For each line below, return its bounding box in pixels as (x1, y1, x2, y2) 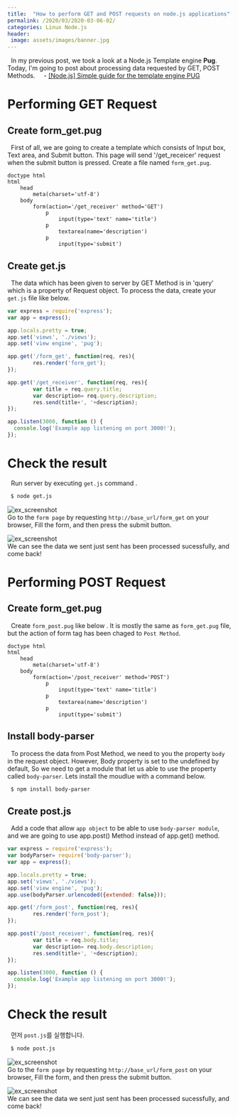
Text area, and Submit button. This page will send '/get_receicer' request (7, 151, 221, 160)
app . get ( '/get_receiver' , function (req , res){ (7, 379, 148, 386)
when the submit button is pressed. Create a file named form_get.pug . (7, 158, 212, 167)
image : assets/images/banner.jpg (10, 37, 110, 44)
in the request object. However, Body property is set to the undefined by (7, 757, 219, 765)
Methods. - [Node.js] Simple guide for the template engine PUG (7, 72, 200, 80)
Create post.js (7, 805, 72, 817)
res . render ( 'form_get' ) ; (33, 359, 107, 367)
